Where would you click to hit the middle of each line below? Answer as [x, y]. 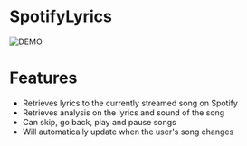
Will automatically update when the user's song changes [128, 132]
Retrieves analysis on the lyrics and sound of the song [123, 112]
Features [43, 78]
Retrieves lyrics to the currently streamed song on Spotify [130, 103]
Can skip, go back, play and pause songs [99, 122]
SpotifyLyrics [61, 17]
